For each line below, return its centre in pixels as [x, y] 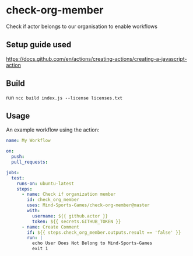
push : [18, 157]
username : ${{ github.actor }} [70, 216]
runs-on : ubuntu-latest [45, 184]
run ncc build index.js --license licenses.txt [64, 98]
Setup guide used [39, 45]
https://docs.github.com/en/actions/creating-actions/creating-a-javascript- [97, 58]
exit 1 [40, 249]
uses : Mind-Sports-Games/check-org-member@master [88, 205]
